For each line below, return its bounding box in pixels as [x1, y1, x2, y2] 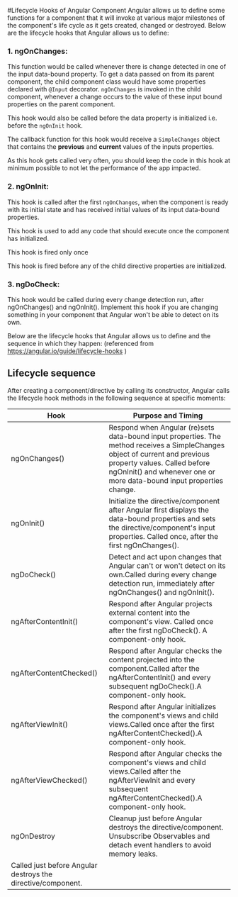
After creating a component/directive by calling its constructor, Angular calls [7, 386, 230, 394]
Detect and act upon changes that [108, 552, 222, 562]
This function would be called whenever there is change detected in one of [7, 62, 227, 71]
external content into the [108, 608, 191, 618]
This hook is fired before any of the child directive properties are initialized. [7, 262, 227, 270]
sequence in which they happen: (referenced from [7, 339, 154, 347]
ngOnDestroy [11, 831, 55, 841]
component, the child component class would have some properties [7, 77, 206, 86]
